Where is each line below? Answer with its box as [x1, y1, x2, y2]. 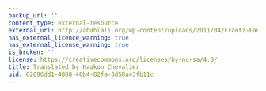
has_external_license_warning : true [8, 41, 129, 49]
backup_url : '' [8, 11, 59, 20]
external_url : [8, 26, 55, 34]
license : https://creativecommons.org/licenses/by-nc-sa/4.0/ [8, 56, 218, 64]
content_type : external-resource [8, 19, 119, 27]
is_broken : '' [8, 48, 55, 56]
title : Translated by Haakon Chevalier [8, 63, 140, 71]
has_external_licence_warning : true [8, 33, 129, 42]
